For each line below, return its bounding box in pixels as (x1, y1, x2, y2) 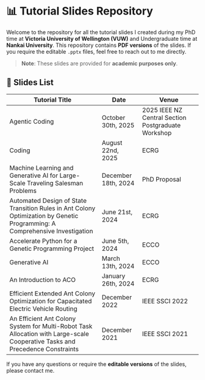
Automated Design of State (9, 196, 87, 205)
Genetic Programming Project (9, 244, 95, 253)
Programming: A (9, 219, 56, 228)
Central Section (142, 113, 187, 122)
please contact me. (6, 367, 55, 374)
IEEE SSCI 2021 (142, 329, 188, 338)
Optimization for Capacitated (9, 297, 92, 305)
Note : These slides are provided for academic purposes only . (21, 60, 178, 67)
